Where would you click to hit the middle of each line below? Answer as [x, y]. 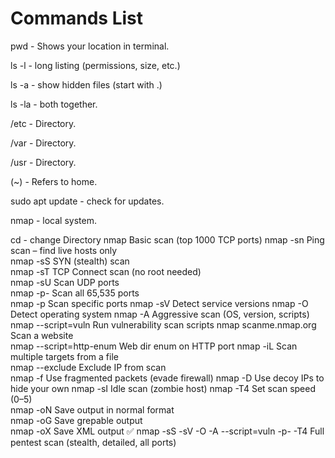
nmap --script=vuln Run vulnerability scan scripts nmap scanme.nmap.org [163, 324]
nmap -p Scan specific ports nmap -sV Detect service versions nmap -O [159, 303]
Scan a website [42, 335]
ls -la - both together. [54, 104]
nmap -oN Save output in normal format [92, 409]
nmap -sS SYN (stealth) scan [70, 261]
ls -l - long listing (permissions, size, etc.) [95, 65]
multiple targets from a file [64, 356]
